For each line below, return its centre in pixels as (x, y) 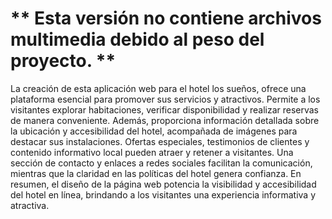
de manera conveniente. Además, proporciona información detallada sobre (165, 120)
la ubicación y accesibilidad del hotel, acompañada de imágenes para (154, 131)
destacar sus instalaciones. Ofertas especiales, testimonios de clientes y (160, 141)
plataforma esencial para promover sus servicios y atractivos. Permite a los (165, 99)
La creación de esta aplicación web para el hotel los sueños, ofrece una (158, 88)
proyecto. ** (63, 61)
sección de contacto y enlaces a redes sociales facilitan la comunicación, (161, 163)
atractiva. (30, 205)
